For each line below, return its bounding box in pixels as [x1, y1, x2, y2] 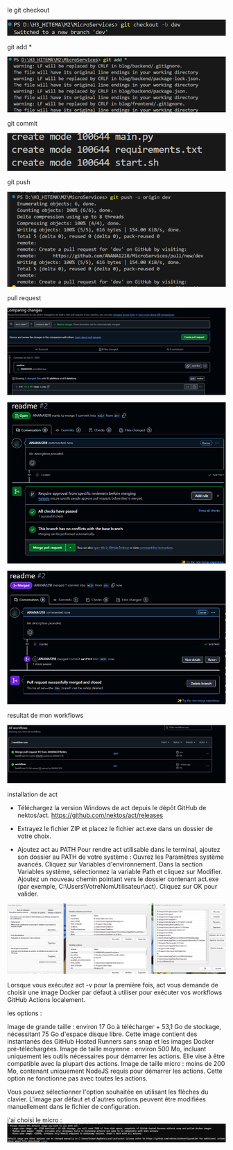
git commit [7, 119, 38, 127]
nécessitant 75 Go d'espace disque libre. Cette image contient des [7, 1030, 198, 1038]
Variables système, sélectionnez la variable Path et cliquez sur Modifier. [17, 868, 223, 876]
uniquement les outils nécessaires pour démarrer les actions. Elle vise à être [7, 1052, 225, 1060]
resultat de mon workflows [7, 711, 84, 719]
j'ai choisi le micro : [7, 1116, 62, 1124]
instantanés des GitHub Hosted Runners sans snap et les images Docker [7, 1037, 214, 1046]
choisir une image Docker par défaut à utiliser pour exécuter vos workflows [7, 988, 223, 996]
